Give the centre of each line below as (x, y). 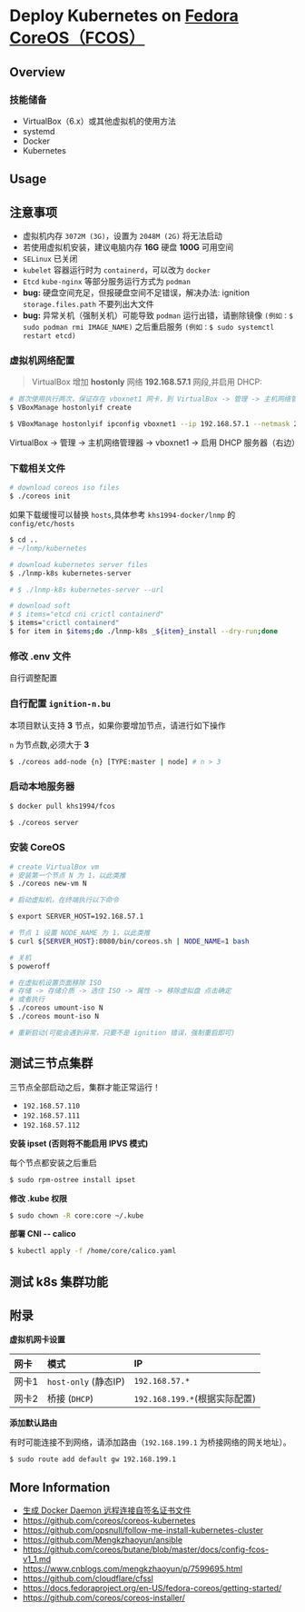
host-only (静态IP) (86, 1381)
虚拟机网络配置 (42, 360)
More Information (60, 1487)
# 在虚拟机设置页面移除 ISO (55, 982)
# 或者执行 (27, 1000)
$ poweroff (30, 966)
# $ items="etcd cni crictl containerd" (87, 614)
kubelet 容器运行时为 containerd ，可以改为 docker (117, 270)
